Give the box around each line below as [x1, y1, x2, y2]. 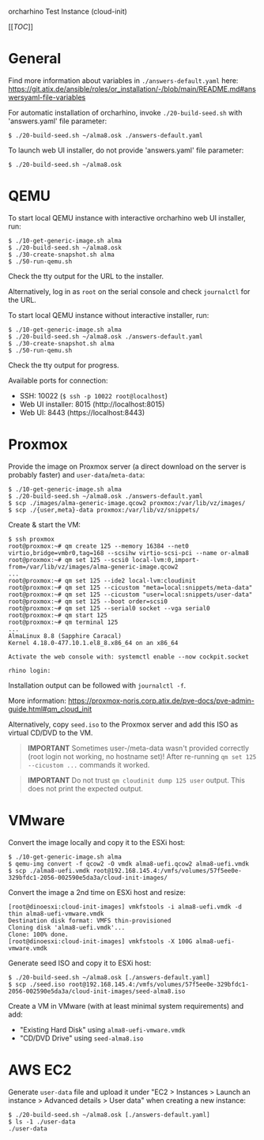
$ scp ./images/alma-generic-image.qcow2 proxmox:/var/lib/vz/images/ [8, 499, 246, 507]
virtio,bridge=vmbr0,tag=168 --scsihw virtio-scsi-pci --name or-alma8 [8, 549, 249, 557]
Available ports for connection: [8, 376, 108, 385]
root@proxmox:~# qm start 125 [8, 611, 108, 619]
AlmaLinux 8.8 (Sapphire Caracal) [8, 632, 123, 640]
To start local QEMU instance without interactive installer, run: [8, 310, 209, 319]
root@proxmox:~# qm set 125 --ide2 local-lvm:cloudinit [8, 576, 196, 584]
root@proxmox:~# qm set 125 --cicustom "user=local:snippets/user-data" [8, 591, 253, 598]
